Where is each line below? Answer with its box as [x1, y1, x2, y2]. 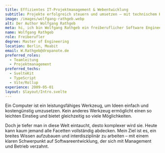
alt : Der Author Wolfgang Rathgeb [5, 21, 76, 26]
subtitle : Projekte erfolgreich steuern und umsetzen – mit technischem [5, 12, 157, 17]
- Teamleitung [9, 57, 38, 62]
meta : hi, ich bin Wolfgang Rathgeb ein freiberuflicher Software [5, 25, 144, 30]
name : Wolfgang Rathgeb [5, 30, 54, 35]
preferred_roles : [5, 52, 41, 58]
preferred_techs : [5, 67, 41, 72]
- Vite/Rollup [9, 80, 38, 85]
